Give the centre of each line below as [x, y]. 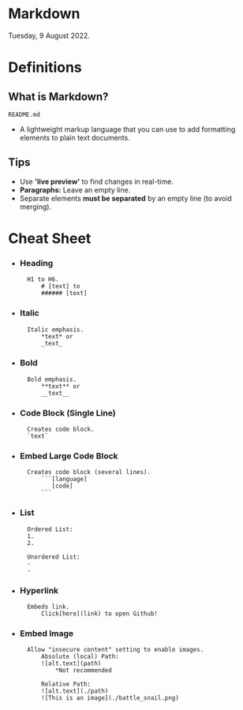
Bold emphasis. [52, 379]
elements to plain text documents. [75, 137]
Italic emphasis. [56, 329]
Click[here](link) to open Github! [99, 614]
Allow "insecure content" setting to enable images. [116, 650]
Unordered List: [54, 557]
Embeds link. [49, 607]
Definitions [45, 67]
